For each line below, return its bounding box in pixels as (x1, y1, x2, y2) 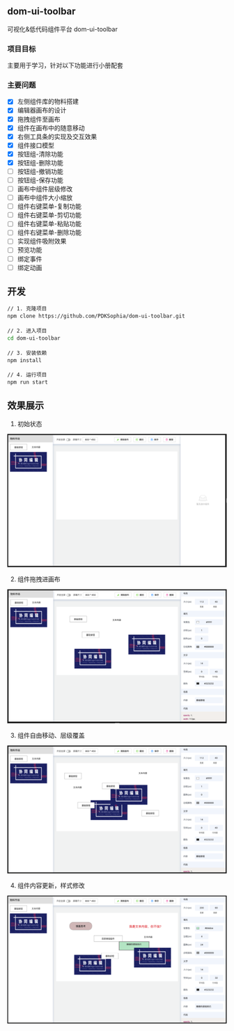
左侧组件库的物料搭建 (17, 97, 79, 106)
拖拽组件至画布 (17, 115, 61, 123)
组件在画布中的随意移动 (17, 123, 85, 132)
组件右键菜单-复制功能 (17, 202, 82, 211)
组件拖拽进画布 (17, 575, 61, 583)
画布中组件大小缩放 (17, 194, 73, 202)
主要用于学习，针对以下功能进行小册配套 (7, 61, 123, 70)
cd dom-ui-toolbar (7, 334, 61, 342)
